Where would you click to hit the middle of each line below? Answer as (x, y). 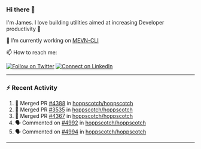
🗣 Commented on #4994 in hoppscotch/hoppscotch (80, 132)
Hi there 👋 (21, 10)
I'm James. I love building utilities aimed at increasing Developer (85, 23)
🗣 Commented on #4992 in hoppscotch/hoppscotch (80, 123)
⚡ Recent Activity (32, 88)
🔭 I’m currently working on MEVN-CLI (52, 41)
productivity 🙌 (23, 29)
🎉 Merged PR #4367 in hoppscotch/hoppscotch (74, 115)
